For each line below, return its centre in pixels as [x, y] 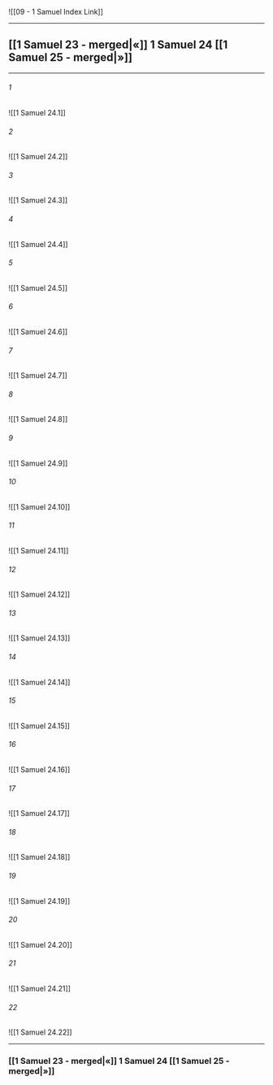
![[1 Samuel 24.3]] [38, 200]
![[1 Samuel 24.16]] [39, 770]
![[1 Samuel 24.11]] [39, 551]
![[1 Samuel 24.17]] [39, 814]
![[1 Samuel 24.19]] [39, 901]
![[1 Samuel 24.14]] [39, 682]
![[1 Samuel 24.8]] [38, 419]
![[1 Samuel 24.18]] [39, 857]
